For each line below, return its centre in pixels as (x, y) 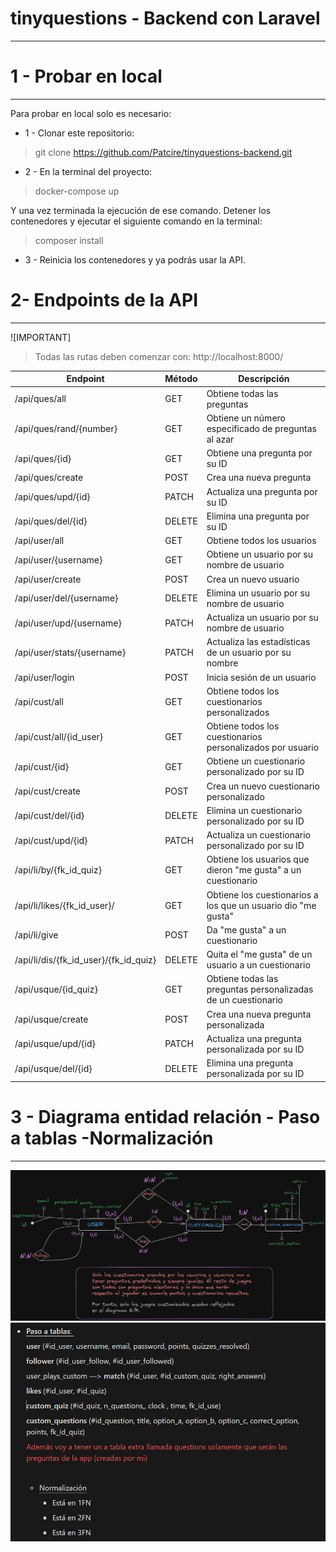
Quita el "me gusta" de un (259, 954)
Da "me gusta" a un (246, 929)
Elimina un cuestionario (254, 810)
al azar (220, 439)
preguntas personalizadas (260, 989)
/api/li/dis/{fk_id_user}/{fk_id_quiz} (85, 959)
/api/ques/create (49, 478)
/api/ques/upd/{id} (52, 497)
